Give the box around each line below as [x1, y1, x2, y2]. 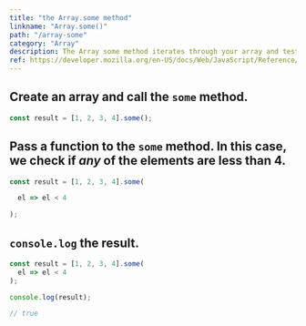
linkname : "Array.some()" [9, 22, 107, 31]
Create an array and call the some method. [9, 89, 249, 105]
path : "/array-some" [9, 30, 88, 39]
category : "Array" [9, 38, 79, 48]
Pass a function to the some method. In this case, [9, 138, 287, 155]
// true [9, 309, 39, 319]
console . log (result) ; [9, 292, 92, 301]
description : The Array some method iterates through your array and [9, 47, 280, 56]
